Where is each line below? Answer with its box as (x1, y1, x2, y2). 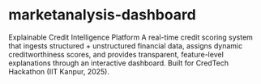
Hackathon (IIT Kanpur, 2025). (8, 66, 109, 76)
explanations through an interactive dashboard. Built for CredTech (8, 58, 229, 68)
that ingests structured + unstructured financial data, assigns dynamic (8, 40, 243, 50)
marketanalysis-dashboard (8, 6, 196, 24)
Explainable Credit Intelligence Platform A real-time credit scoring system (8, 32, 254, 42)
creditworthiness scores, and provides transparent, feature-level (8, 49, 225, 59)
